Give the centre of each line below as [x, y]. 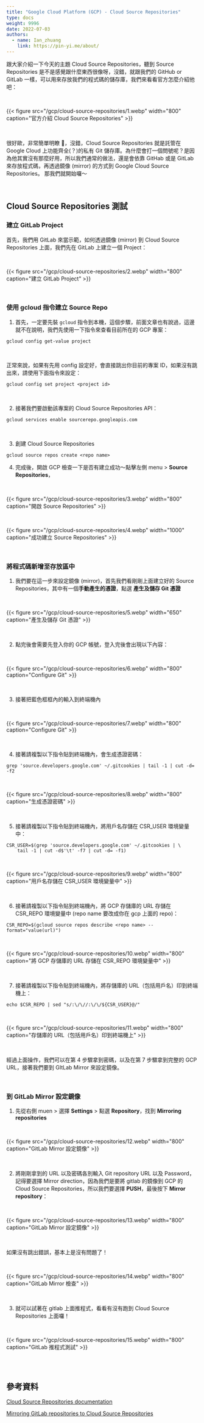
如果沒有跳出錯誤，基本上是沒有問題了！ [57, 1252]
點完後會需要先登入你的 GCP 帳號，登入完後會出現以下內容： [92, 644]
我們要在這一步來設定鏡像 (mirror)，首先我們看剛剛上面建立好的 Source [104, 581]
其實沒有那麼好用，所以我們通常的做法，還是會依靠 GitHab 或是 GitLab [105, 158]
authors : [17, 35]
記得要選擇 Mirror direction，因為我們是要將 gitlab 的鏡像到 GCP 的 [99, 1181]
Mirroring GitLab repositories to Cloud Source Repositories [80, 1414]
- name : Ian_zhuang [37, 40]
